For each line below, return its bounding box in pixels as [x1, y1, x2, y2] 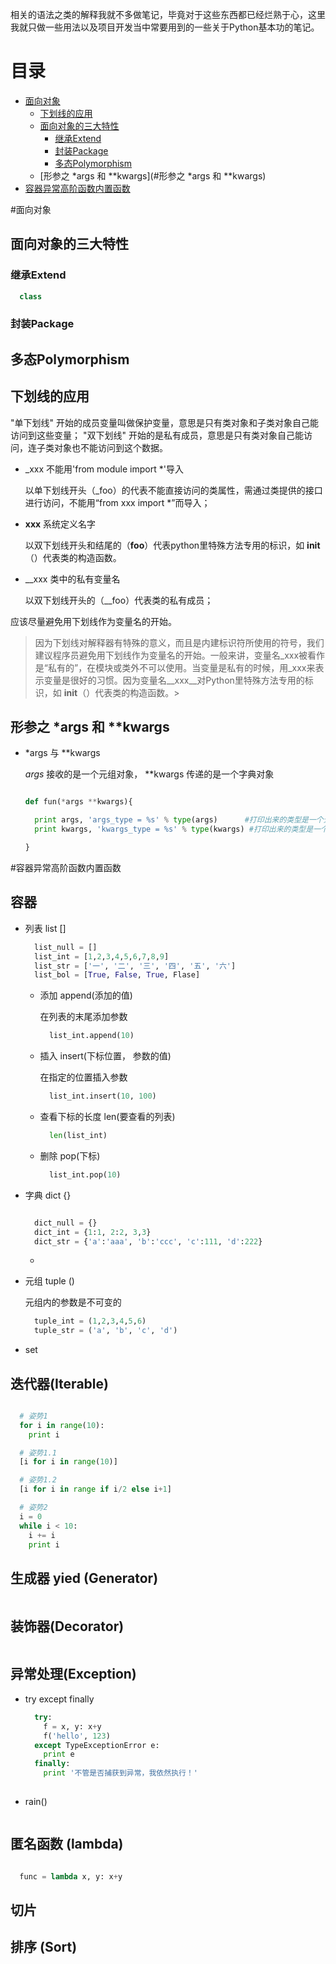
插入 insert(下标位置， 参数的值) [39, 1050, 172, 1062]
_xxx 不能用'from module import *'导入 [24, 463, 184, 475]
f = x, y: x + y [43, 1721, 102, 1732]
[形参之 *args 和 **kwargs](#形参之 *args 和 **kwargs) [39, 169, 267, 182]
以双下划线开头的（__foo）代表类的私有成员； [24, 594, 214, 606]
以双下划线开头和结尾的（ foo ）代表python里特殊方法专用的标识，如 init [24, 539, 321, 551]
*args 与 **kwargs [24, 747, 101, 759]
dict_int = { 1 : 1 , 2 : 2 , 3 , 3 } [34, 1227, 152, 1237]
